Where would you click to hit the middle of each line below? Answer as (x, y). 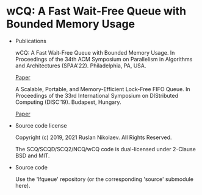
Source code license (41, 125)
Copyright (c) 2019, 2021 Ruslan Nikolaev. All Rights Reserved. (93, 137)
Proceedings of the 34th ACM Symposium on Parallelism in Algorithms (104, 59)
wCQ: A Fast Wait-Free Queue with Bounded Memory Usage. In (95, 52)
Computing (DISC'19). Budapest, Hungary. (68, 102)
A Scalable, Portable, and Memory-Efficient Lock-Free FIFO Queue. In (103, 89)
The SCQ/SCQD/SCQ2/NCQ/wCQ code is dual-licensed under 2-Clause (106, 149)
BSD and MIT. (32, 156)
